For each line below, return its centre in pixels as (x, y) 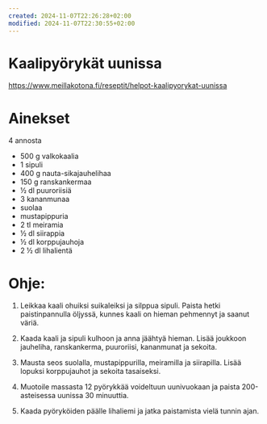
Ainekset (39, 118)
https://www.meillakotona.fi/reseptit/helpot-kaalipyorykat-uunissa (118, 86)
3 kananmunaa (45, 199)
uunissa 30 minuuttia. (93, 396)
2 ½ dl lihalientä (46, 250)
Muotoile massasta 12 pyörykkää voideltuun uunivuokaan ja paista (130, 387)
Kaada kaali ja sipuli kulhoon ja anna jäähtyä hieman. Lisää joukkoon (133, 338)
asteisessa (38, 396)
